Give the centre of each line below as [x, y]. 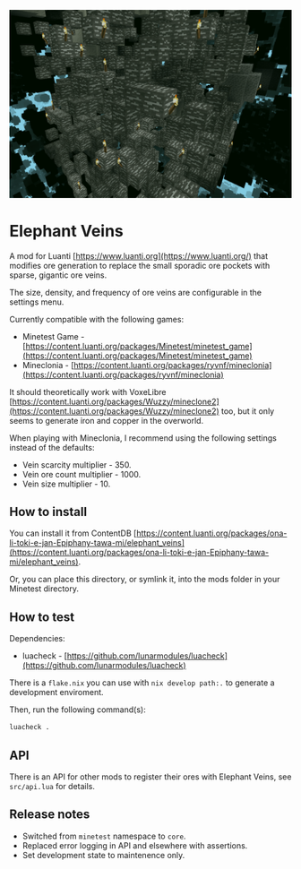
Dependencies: [37, 639]
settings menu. [37, 302]
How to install [48, 512]
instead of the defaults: [52, 447]
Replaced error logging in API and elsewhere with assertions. [135, 845]
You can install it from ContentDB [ [73, 533]
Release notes [50, 815]
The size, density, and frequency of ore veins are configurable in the [136, 292]
